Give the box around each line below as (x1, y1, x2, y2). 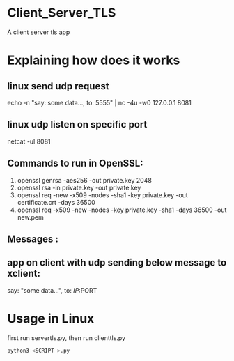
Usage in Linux (7, 310, 95, 326)
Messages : (7, 233, 59, 245)
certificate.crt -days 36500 (17, 198, 95, 206)
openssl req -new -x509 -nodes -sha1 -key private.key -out (17, 190, 188, 199)
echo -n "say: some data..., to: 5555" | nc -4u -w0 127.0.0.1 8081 (7, 98, 192, 107)
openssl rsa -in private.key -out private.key (17, 183, 141, 192)
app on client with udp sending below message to (7, 256, 227, 269)
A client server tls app (7, 28, 70, 36)
